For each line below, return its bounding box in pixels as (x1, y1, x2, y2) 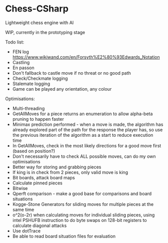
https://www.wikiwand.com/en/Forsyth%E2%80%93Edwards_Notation (12, 54, 160, 60)
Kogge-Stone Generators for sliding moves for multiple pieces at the (12, 201, 154, 207)
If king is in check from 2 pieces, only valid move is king (12, 169, 128, 175)
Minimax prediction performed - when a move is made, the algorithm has (12, 121, 163, 127)
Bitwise (12, 185, 28, 191)
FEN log (12, 49, 29, 55)
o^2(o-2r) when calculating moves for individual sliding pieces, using (12, 211, 155, 218)
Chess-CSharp (5, 3, 69, 15)
